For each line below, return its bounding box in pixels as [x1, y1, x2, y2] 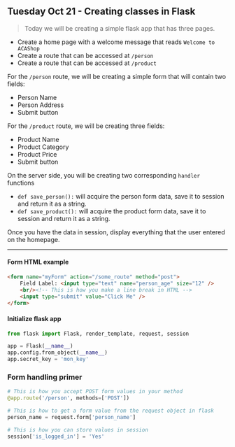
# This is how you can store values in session [7, 426, 149, 433]
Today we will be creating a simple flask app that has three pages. [24, 24, 215, 32]
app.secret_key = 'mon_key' [7, 356, 90, 363]
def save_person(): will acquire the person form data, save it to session [17, 192, 225, 200]
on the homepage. [7, 235, 61, 243]
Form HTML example [7, 258, 69, 267]
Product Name [17, 135, 59, 143]
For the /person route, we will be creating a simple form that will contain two [7, 72, 226, 80]
